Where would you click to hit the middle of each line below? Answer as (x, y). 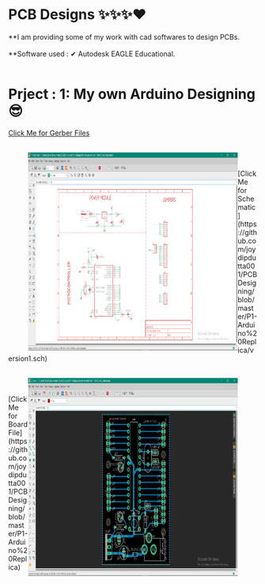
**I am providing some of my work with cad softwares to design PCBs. (124, 36)
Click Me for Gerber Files (49, 133)
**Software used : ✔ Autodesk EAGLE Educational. (92, 54)
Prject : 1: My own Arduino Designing (132, 95)
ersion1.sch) (28, 358)
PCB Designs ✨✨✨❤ (78, 15)
